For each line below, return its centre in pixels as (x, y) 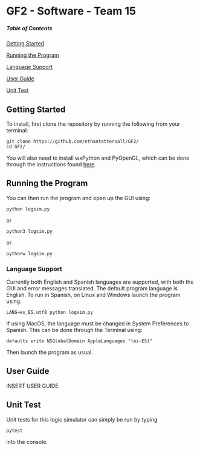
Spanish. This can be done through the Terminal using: (75, 330)
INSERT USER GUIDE (32, 386)
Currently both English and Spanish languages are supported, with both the (100, 282)
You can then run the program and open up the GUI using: (79, 198)
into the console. (27, 442)
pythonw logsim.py (29, 253)
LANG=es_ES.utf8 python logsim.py (50, 313)
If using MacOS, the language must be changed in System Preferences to (98, 324)
